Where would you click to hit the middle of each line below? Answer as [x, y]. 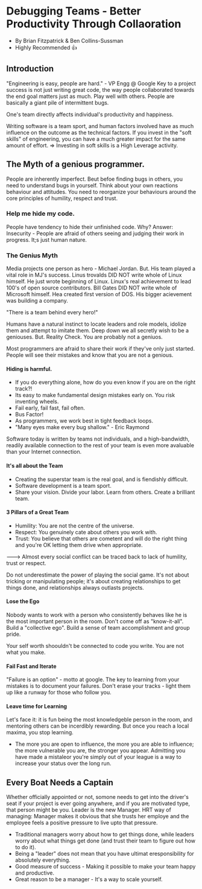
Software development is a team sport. [63, 485]
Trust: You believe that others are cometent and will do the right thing [101, 538]
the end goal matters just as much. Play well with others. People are [90, 96]
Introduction [30, 69]
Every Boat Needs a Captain [60, 782]
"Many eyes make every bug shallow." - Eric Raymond [82, 427]
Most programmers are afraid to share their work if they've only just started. [100, 349]
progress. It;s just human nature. [47, 239]
